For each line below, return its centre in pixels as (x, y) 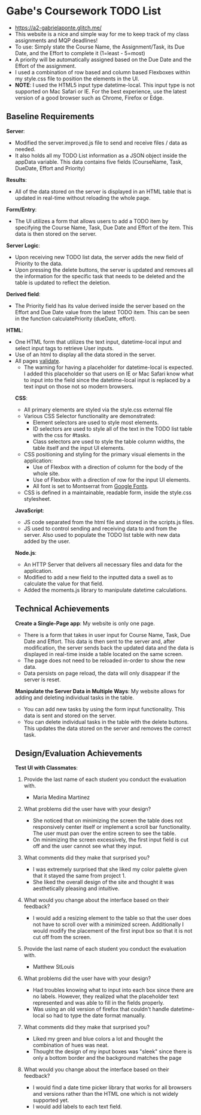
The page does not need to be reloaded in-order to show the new (104, 660)
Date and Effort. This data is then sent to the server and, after (99, 641)
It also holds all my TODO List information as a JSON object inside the (101, 155)
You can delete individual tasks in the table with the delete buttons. (106, 722)
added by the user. (47, 541)
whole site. (46, 473)
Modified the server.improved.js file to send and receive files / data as (101, 143)
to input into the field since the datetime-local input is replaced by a (107, 380)
